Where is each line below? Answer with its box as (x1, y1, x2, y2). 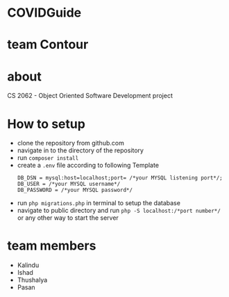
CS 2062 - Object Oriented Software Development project (7, 92, 173, 100)
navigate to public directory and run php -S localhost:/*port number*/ (17, 207, 221, 215)
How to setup (7, 116, 85, 131)
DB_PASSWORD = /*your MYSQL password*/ (17, 186, 133, 194)
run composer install (17, 154, 79, 162)
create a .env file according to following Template (17, 161, 160, 170)
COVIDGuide (7, 5, 82, 21)
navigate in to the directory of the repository (17, 146, 144, 154)
